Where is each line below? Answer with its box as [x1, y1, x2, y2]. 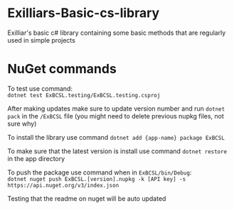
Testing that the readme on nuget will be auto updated [7, 194, 166, 203]
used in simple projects [7, 35, 76, 44]
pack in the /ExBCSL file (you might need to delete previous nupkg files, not [7, 111, 224, 120]
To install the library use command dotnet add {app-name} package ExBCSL [7, 133, 225, 141]
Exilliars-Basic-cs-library [7, 5, 160, 21]
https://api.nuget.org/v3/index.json [7, 182, 119, 189]
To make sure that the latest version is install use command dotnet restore [7, 147, 228, 155]
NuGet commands [7, 61, 117, 77]
